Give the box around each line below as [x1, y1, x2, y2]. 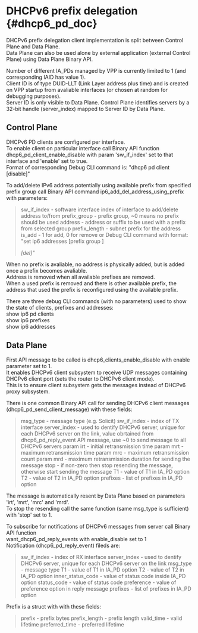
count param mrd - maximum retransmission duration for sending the [20, 455, 190, 462]
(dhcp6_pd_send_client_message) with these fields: [6, 406, 133, 413]
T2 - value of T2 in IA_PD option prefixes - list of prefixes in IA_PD [20, 474, 183, 481]
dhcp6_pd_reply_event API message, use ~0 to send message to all [20, 436, 186, 443]
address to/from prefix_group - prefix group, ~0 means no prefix [20, 212, 180, 219]
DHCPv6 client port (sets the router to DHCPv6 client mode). [6, 375, 155, 382]
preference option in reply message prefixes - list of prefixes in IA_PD [20, 585, 191, 592]
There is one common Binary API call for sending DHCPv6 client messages [6, 399, 190, 406]
